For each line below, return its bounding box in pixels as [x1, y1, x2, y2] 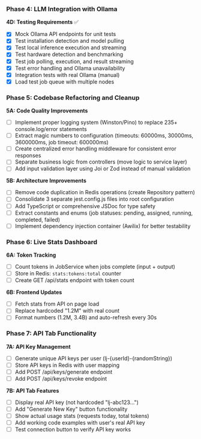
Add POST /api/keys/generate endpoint [14, 368, 113, 375]
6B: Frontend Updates [6, 289, 62, 296]
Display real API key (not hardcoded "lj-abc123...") [14, 399, 139, 406]
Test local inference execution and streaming [14, 44, 127, 51]
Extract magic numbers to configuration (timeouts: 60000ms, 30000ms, [14, 132, 194, 140]
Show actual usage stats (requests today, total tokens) [14, 413, 149, 420]
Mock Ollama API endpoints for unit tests [14, 31, 116, 38]
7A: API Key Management [6, 343, 71, 350]
